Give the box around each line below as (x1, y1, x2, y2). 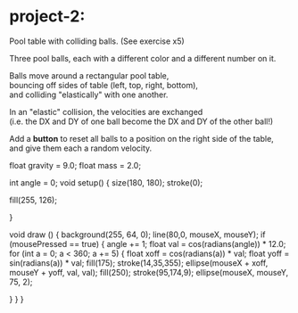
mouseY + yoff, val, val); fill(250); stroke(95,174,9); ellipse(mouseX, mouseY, (9, 267, 288, 277)
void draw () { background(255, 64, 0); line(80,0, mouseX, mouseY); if (9, 229, 266, 240)
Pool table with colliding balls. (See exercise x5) (9, 36, 185, 46)
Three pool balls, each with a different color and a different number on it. (9, 53, 277, 63)
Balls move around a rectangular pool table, (9, 70, 170, 81)
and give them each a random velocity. (9, 143, 153, 153)
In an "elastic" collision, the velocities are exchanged (9, 106, 203, 117)
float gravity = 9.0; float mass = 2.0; (9, 160, 141, 170)
